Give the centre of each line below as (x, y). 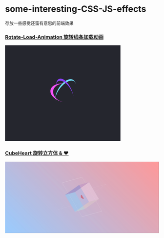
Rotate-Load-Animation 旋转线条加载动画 (54, 37)
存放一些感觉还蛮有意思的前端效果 (39, 23)
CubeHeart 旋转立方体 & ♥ (37, 153)
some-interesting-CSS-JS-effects (76, 9)
